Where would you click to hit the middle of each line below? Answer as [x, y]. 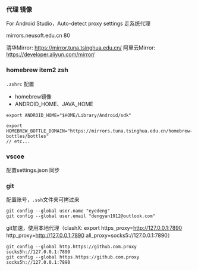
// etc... [18, 141]
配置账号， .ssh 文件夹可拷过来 [43, 200]
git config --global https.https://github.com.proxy [73, 257]
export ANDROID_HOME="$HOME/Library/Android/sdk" [69, 115]
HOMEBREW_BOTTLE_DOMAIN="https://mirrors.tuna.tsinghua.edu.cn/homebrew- [100, 131]
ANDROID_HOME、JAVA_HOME [54, 104]
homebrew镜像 [33, 96]
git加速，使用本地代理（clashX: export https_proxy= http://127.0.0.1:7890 [94, 228]
